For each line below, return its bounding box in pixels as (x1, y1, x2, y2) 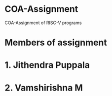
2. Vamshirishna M (4, 82, 83, 93)
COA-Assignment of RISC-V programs (4, 20, 82, 26)
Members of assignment (4, 37, 107, 48)
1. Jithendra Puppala (4, 60, 90, 71)
